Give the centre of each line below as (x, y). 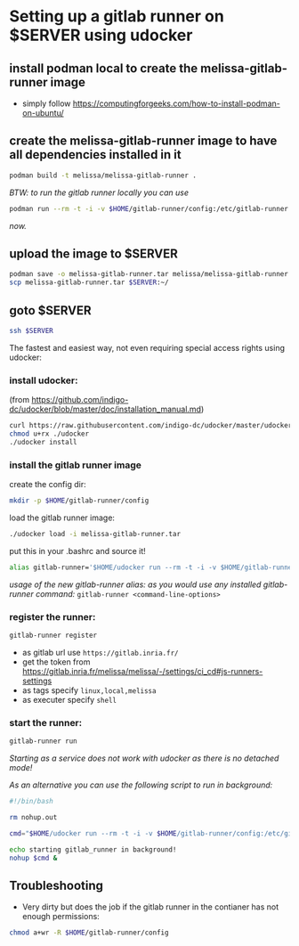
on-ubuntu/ (43, 113)
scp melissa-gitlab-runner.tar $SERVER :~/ (89, 282)
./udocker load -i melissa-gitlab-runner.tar (95, 534)
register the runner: (53, 616)
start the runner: (46, 722)
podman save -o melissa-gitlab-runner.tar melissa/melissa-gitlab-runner (149, 274)
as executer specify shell (69, 699)
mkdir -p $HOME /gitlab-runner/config (79, 501)
